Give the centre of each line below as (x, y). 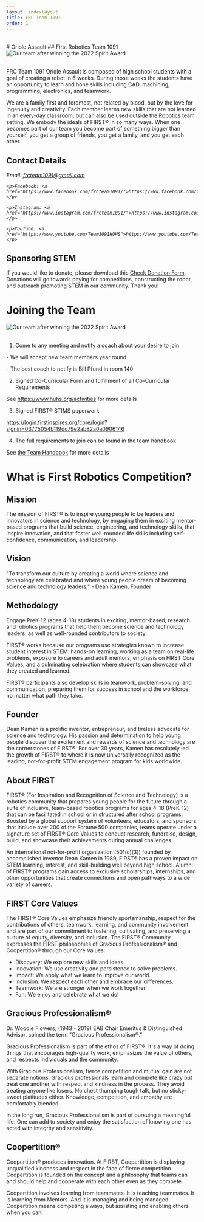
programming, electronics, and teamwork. (59, 91)
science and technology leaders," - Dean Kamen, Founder (79, 586)
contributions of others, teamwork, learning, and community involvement (97, 925)
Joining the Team (51, 310)
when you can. (25, 1212)
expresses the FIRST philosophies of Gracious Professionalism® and (92, 944)
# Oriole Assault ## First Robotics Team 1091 (62, 47)
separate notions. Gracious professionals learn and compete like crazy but (99, 1077)
